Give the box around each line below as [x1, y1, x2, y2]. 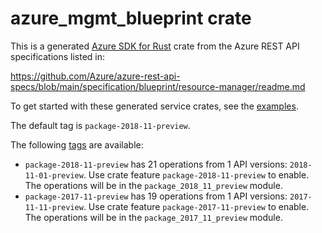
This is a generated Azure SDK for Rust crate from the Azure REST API [10, 40, 300, 52]
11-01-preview [24, 170, 84, 181]
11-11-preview [24, 202, 84, 212]
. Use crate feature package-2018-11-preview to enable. [83, 168, 310, 181]
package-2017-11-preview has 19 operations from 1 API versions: [24, 190, 288, 202]
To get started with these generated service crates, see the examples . [10, 100, 299, 112]
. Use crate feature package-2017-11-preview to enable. [83, 200, 310, 212]
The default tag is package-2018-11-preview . [10, 119, 191, 131]
